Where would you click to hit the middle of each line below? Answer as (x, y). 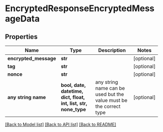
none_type (73, 109)
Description (112, 50)
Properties (21, 37)
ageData (22, 19)
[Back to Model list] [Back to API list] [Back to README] (61, 124)
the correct (108, 106)
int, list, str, (74, 103)
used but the (110, 94)
